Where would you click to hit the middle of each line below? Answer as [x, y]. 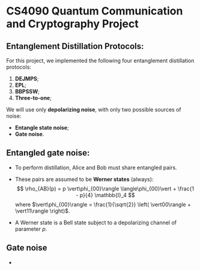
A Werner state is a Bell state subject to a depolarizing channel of [96, 222]
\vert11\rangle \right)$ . [42, 211]
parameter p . [31, 229]
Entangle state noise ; [42, 127]
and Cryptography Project [73, 24]
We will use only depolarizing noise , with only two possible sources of [94, 109]
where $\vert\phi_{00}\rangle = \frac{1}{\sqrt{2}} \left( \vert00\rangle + [103, 204]
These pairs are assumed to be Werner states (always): [84, 179]
